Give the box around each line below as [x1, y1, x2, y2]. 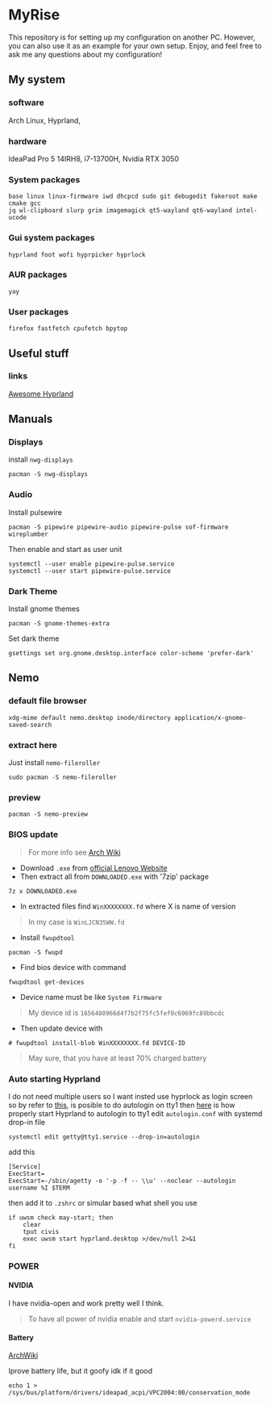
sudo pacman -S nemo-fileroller [8, 773, 117, 782]
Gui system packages [8, 232, 95, 244]
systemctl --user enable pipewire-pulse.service [8, 559, 175, 568]
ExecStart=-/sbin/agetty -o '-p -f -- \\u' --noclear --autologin [8, 1177, 236, 1185]
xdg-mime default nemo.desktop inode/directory [8, 713, 172, 721]
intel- [235, 207, 258, 215]
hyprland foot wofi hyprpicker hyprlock [8, 250, 147, 259]
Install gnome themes [8, 604, 81, 614]
